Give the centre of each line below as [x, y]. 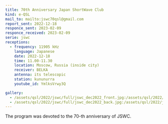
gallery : [14, 93]
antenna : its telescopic [40, 75]
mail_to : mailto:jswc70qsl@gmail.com [44, 19]
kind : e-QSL [17, 14]
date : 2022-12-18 [32, 56]
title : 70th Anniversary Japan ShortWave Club [54, 10]
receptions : [17, 42]
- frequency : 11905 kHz [34, 47]
